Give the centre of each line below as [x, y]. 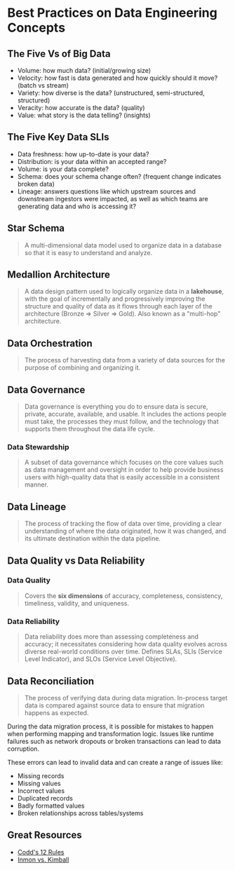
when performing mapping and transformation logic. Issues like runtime [110, 733]
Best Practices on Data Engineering [112, 13]
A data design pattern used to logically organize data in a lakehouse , [124, 292]
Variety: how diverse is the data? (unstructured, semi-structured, [111, 93]
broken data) [36, 184]
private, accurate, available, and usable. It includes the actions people [125, 414]
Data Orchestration [50, 343]
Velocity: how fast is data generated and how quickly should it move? [117, 78]
